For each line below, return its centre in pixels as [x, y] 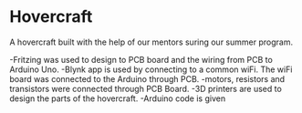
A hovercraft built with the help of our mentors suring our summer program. [151, 42]
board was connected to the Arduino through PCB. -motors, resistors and [147, 78]
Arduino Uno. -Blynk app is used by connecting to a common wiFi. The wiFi [151, 69]
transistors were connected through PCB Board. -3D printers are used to [146, 88]
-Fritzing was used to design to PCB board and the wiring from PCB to [141, 59]
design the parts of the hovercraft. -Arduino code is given [118, 98]
